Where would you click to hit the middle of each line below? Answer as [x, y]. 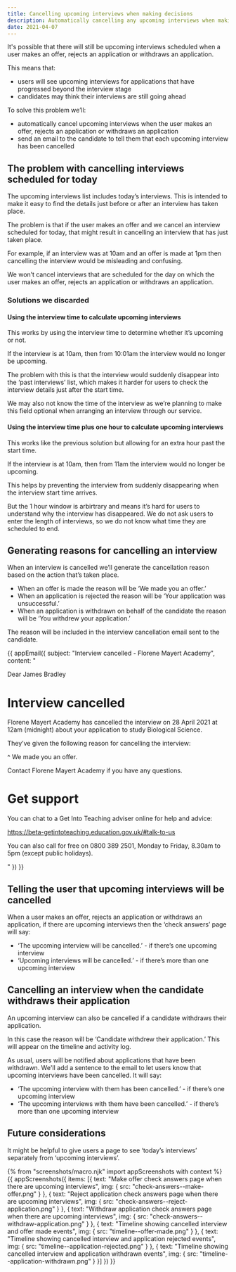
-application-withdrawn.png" [49, 1261]
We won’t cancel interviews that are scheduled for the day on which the [111, 274]
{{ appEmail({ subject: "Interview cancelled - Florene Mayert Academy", [111, 653]
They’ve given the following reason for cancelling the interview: [99, 744]
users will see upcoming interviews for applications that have [106, 82]
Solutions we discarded [48, 300]
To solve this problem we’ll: [47, 110]
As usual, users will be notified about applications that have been [101, 1060]
